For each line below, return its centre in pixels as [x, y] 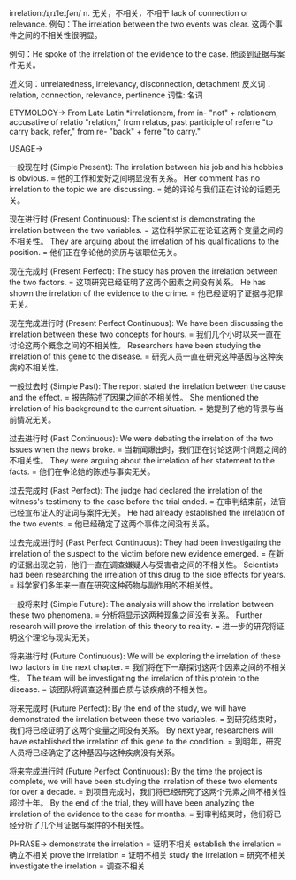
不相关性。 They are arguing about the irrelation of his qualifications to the [144, 241]
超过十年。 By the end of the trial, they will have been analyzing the [132, 803]
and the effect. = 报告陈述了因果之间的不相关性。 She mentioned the [134, 397]
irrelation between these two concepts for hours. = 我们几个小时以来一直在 [145, 334]
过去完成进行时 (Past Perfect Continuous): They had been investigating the [145, 542]
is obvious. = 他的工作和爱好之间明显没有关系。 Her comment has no [135, 178]
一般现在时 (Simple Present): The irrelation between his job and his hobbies [146, 167]
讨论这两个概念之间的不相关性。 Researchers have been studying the [135, 345]
